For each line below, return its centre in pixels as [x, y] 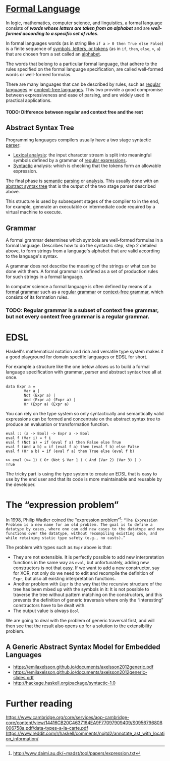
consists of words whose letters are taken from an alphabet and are [78, 28]
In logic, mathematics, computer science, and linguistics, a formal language [84, 23]
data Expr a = [21, 387]
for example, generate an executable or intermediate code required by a [80, 207]
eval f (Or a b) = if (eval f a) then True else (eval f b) [70, 451]
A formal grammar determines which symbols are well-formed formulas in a [84, 240]
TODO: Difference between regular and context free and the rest [74, 112]
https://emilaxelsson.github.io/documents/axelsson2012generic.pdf [83, 667]
